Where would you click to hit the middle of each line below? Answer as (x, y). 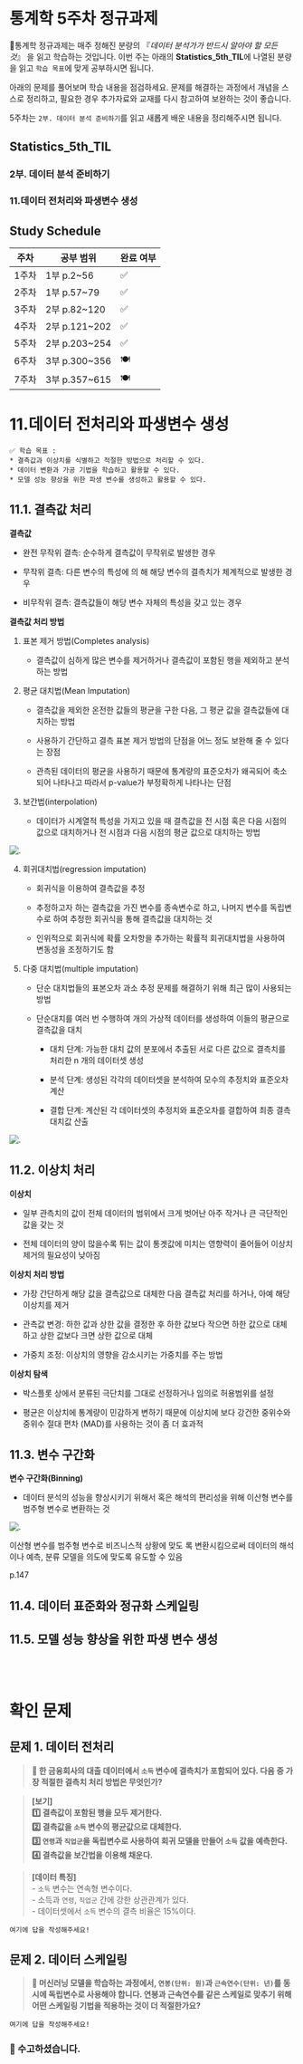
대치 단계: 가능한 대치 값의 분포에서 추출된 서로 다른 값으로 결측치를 (168, 1049)
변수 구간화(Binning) (47, 1478)
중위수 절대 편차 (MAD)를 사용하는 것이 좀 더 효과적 (113, 1424)
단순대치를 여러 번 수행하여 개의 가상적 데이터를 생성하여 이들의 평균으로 (163, 1018)
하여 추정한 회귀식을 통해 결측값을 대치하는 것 (133, 918)
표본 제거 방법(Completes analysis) (86, 640)
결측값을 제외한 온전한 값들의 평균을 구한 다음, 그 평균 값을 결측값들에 (158, 710)
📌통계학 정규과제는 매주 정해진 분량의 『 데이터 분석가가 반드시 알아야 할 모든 (144, 45)
